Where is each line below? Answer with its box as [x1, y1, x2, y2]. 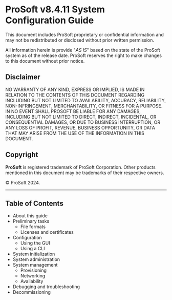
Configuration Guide [5, 14, 94, 26]
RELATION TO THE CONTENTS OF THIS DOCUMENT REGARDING [5, 91, 145, 98]
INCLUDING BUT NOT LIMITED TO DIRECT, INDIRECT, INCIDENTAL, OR [5, 114, 157, 120]
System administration [12, 256, 60, 262]
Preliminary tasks [12, 218, 50, 224]
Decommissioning [12, 289, 51, 295]
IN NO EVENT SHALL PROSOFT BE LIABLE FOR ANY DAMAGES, [5, 108, 141, 114]
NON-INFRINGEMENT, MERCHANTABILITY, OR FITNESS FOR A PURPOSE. [5, 103, 163, 109]
